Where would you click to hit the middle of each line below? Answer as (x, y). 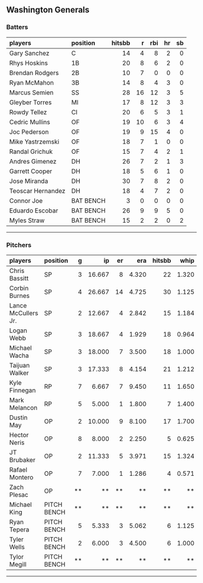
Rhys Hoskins (29, 63)
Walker (19, 373)
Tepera (19, 529)
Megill (18, 564)
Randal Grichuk (31, 151)
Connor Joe (26, 200)
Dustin (19, 417)
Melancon (24, 407)
